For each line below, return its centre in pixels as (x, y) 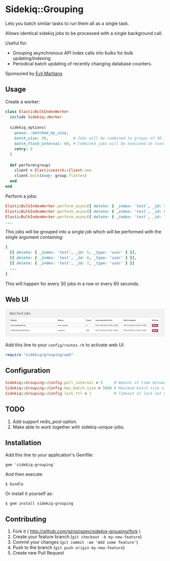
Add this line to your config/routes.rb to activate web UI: (65, 345)
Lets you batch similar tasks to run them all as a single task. (67, 23)
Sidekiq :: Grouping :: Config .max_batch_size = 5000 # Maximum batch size (82, 388)
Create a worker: (23, 101)
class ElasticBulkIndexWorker (37, 112)
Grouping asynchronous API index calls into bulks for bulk (73, 53)
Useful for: (16, 43)
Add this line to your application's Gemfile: (49, 455)
